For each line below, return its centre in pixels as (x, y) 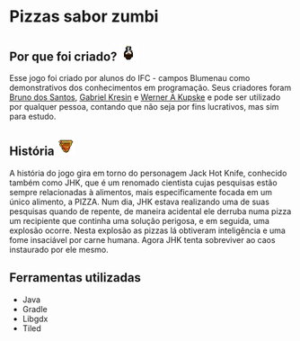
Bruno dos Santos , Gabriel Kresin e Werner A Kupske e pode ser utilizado (145, 97)
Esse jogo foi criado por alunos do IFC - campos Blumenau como (130, 78)
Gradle (35, 309)
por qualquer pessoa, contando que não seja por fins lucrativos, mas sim (144, 107)
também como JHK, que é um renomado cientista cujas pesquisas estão (143, 183)
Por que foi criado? (63, 56)
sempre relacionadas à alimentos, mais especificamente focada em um (141, 192)
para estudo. (33, 116)
